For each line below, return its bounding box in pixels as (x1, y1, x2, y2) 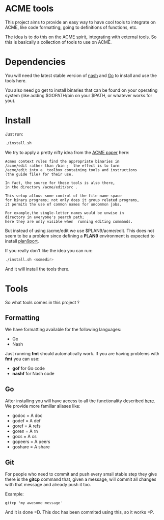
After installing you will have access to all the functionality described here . (5, 398, 156, 404)
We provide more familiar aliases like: (5, 403, 81, 409)
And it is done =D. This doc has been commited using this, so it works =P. (5, 509, 155, 515)
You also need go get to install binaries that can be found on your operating (5, 87, 158, 93)
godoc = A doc (12, 413, 43, 418)
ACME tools (5, 3, 54, 14)
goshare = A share (12, 444, 50, 450)
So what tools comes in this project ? (5, 299, 80, 305)
